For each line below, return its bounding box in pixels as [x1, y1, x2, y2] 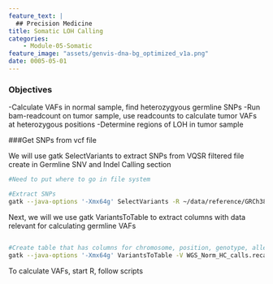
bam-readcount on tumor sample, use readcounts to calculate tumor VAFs [8, 111, 258, 121]
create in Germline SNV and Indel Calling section [8, 160, 171, 170]
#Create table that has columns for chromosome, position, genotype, [8, 243, 249, 252]
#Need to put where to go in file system [8, 175, 151, 183]
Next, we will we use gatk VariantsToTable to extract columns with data [8, 212, 246, 222]
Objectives [8, 84, 53, 95]
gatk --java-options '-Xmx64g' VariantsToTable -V [8, 251, 184, 260]
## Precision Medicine [15, 19, 93, 28]
